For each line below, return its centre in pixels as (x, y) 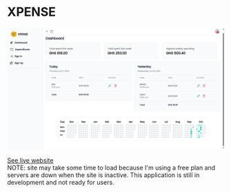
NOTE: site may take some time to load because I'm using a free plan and (111, 168)
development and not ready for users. (61, 183)
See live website (30, 161)
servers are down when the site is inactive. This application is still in (103, 175)
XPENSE (32, 12)
